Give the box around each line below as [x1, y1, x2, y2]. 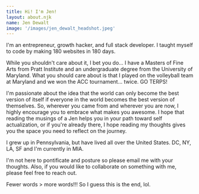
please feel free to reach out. [6, 170, 77, 177]
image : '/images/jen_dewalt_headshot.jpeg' [6, 25, 116, 31]
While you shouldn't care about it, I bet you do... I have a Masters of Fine [6, 59, 184, 66]
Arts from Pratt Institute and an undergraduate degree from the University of [6, 66, 193, 73]
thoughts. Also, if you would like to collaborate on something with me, [6, 163, 177, 170]
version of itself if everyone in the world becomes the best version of [6, 96, 175, 103]
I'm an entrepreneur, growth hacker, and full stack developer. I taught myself [6, 42, 193, 49]
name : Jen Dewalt [6, 20, 49, 26]
